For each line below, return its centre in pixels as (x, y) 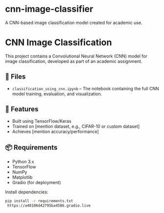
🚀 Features (22, 109)
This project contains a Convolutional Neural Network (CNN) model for (76, 56)
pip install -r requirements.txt (39, 201)
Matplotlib (22, 177)
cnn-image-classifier (49, 9)
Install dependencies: (27, 192)
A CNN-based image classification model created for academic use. (74, 23)
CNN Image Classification (59, 42)
